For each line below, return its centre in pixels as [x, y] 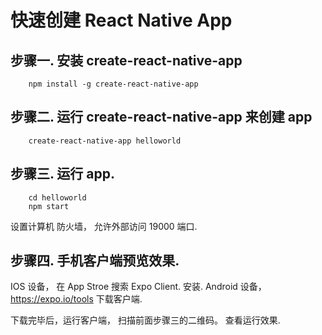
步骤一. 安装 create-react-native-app [126, 60]
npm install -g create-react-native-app [113, 84]
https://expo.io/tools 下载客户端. [76, 299]
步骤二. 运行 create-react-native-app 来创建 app [161, 117]
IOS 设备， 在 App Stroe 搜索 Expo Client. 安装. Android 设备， [138, 287]
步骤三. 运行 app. [62, 174]
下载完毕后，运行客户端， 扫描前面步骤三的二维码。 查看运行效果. [145, 320]
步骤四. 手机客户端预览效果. [95, 261]
